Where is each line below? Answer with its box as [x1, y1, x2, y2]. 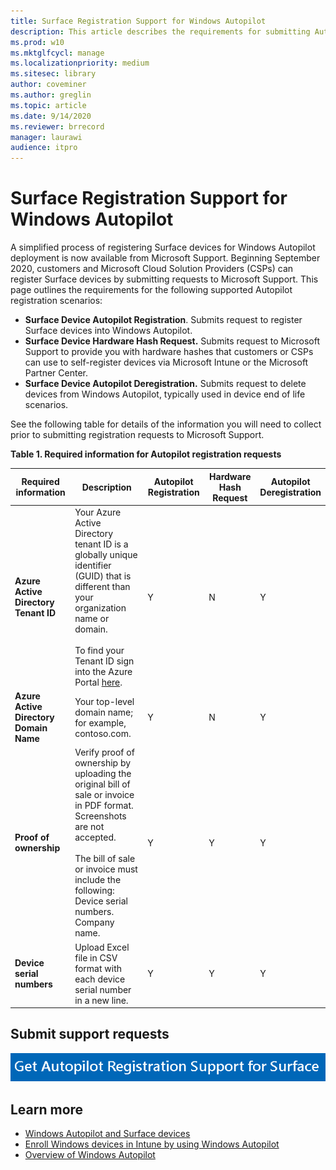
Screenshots [74, 810, 127, 822]
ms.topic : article [10, 100, 87, 110]
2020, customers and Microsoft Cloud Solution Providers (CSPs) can [10, 263, 294, 275]
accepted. [74, 831, 117, 844]
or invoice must [74, 863, 138, 875]
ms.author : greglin [10, 90, 92, 100]
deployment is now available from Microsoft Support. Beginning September [10, 252, 321, 264]
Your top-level [74, 695, 135, 707]
